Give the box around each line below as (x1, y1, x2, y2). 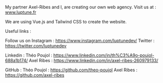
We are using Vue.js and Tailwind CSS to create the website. (5, 19, 127, 24)
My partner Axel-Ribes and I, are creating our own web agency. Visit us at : (5, 4, 157, 10)
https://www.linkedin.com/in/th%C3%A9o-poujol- (53, 52, 155, 58)
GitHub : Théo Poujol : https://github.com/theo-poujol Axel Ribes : (5, 67, 138, 73)
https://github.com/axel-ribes (5, 72, 65, 78)
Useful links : (5, 28, 31, 34)
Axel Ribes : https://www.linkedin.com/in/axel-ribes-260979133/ (28, 58, 159, 63)
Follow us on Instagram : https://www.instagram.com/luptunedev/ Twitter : (5, 38, 155, 43)
